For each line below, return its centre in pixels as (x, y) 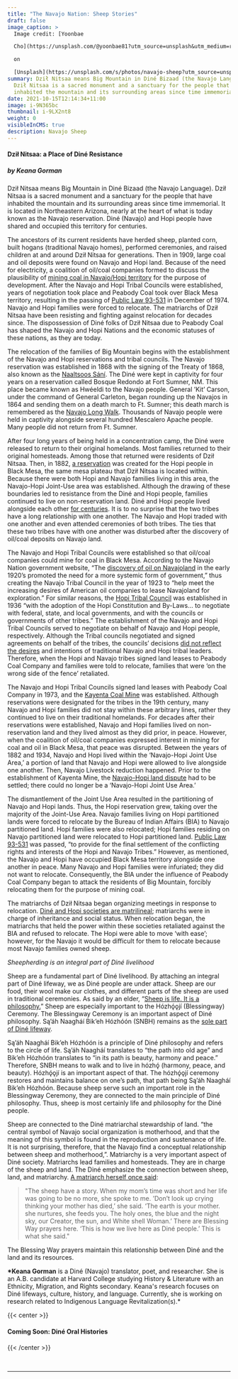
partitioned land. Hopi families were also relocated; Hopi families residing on (119, 829)
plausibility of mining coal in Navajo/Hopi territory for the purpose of (107, 278)
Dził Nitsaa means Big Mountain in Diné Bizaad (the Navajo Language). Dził (117, 188)
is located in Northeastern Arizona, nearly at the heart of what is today (110, 211)
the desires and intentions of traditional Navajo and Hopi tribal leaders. (110, 651)
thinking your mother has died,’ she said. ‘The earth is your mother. (123, 1206)
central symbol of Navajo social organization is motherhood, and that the (113, 1132)
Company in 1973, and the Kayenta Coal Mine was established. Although (113, 695)
